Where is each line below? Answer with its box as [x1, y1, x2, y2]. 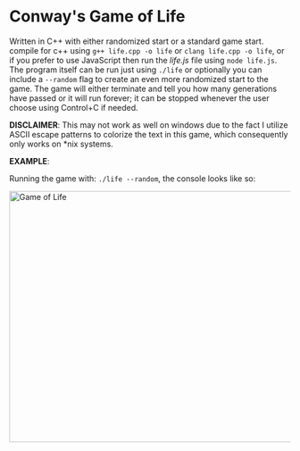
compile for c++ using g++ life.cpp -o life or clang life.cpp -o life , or [9, 45, 285, 55]
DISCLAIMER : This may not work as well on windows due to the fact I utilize [9, 119, 288, 130]
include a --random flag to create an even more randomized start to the [9, 73, 270, 84]
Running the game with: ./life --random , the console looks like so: [9, 172, 256, 184]
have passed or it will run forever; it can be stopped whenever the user [9, 92, 270, 104]
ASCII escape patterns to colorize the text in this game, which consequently [9, 129, 288, 139]
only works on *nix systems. [9, 138, 113, 149]
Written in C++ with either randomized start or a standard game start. [9, 36, 264, 46]
